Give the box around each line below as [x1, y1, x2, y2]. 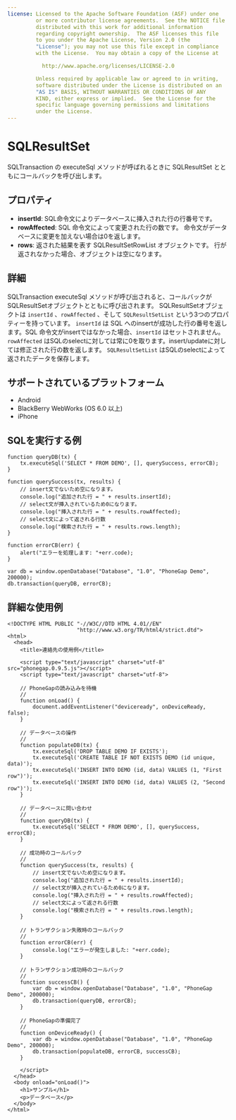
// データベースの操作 [20, 729, 77, 737]
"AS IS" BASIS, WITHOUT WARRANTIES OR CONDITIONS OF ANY [35, 88, 206, 95]
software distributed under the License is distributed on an [35, 82, 222, 89]
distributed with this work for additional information [35, 23, 203, 30]
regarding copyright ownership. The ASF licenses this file [35, 30, 219, 37]
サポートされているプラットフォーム [7, 376, 164, 388]
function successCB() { [20, 979, 90, 986]
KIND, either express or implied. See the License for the [35, 95, 216, 102]
